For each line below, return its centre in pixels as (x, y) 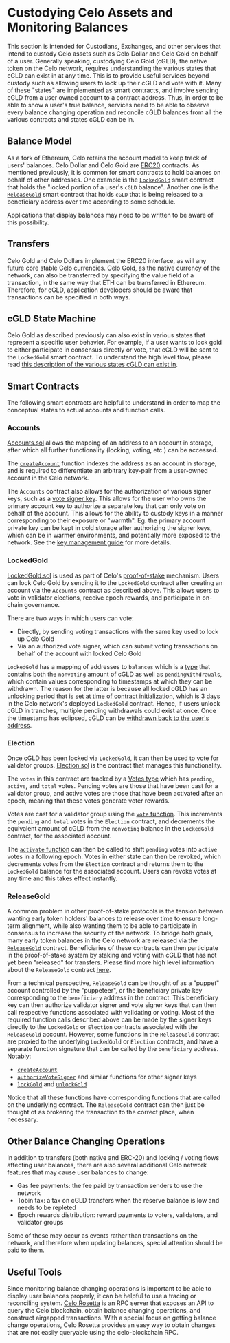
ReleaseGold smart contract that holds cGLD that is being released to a (105, 194)
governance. (42, 604)
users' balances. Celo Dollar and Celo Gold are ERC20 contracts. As (103, 165)
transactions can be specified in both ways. (69, 297)
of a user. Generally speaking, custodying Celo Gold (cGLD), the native (107, 61)
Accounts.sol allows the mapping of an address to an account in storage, (110, 443)
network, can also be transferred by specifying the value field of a (101, 275)
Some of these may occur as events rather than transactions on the (102, 1236)
